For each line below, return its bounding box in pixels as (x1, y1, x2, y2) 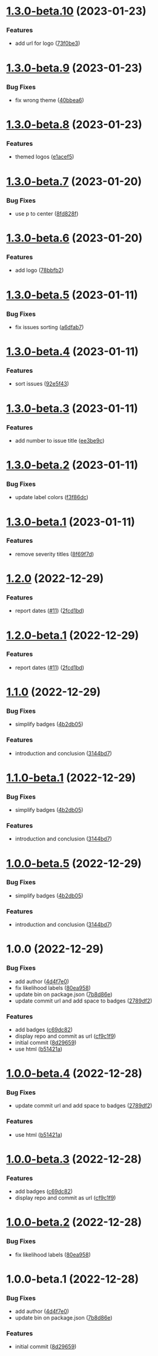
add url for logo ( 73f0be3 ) (15, 39, 81, 47)
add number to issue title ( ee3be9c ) (15, 437, 105, 444)
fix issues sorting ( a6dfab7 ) (15, 323, 84, 330)
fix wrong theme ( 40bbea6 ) (15, 96, 85, 104)
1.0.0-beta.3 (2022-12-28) (6, 1152, 142, 1166)
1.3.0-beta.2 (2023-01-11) (6, 458, 139, 472)
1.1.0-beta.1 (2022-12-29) (6, 771, 136, 785)
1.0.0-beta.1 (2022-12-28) (6, 1272, 139, 1286)
